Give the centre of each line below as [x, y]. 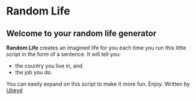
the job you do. [34, 72]
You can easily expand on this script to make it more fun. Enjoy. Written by [98, 84]
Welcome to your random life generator [81, 33]
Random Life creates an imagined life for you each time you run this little [96, 48]
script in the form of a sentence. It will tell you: [64, 54]
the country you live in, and [49, 66]
